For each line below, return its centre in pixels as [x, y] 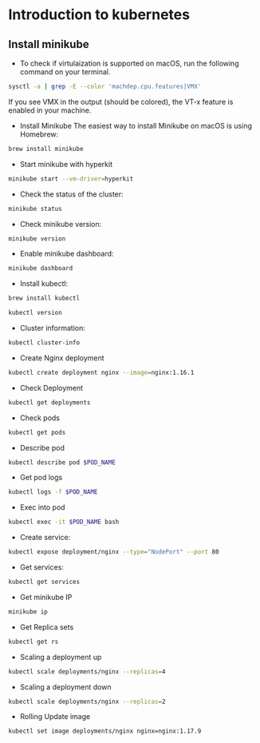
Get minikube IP [46, 597]
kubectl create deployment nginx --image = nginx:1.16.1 [101, 372]
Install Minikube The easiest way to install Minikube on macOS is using [136, 125]
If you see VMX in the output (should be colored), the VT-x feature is [121, 101]
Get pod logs [41, 478]
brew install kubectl [44, 298]
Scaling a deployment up [61, 657]
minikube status [35, 209]
